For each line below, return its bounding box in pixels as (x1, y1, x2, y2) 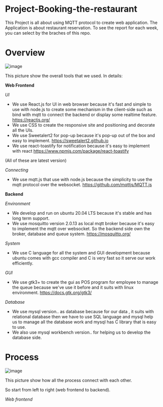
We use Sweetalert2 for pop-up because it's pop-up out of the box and (12, 132, 155, 138)
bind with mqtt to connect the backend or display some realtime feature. (12, 112, 157, 117)
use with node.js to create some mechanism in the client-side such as (12, 106, 152, 112)
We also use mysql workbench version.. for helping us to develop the (12, 329, 151, 335)
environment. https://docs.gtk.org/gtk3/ (12, 290, 92, 295)
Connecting (5, 167, 29, 173)
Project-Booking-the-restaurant (5, 3, 138, 15)
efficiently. (12, 260, 34, 266)
